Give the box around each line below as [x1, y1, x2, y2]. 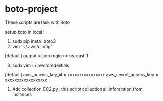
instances [12, 91, 32, 97]
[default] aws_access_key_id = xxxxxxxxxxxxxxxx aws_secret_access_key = [5, 71, 159, 77]
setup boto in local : [5, 29, 45, 34]
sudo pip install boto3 [12, 38, 56, 44]
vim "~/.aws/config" [12, 43, 53, 49]
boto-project [5, 3, 58, 15]
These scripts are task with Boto [5, 19, 70, 25]
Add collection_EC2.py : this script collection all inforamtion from [12, 86, 143, 92]
